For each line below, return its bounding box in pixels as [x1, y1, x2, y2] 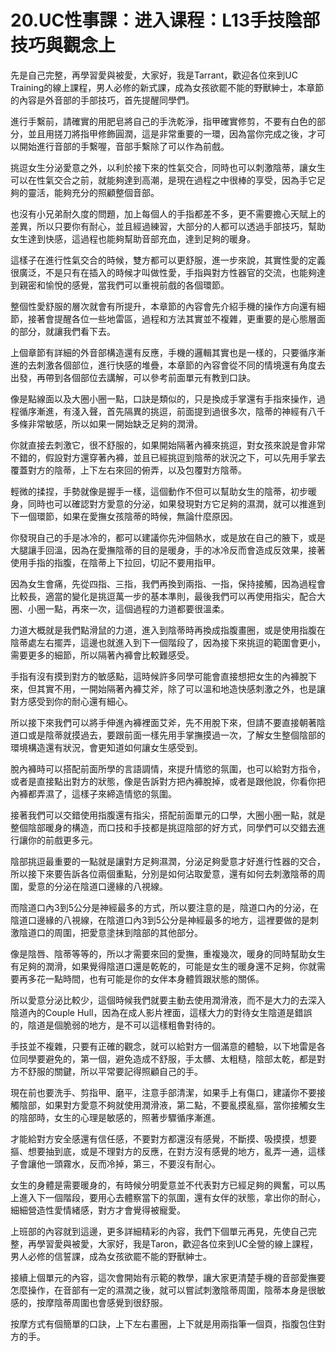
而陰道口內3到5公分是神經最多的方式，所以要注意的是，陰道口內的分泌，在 [10, 901, 319, 913]
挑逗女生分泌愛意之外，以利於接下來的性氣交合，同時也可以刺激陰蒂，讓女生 [10, 161, 326, 173]
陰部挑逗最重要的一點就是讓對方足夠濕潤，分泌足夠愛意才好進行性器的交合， [10, 855, 326, 867]
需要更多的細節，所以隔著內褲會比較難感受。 [10, 649, 195, 661]
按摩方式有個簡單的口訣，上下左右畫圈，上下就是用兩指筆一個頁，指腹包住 [10, 1317, 317, 1330]
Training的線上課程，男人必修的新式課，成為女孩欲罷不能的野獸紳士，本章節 [10, 81, 325, 93]
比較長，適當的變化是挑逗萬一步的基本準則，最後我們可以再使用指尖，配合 [10, 590, 317, 602]
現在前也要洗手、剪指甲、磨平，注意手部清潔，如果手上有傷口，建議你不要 [10, 1086, 317, 1098]
